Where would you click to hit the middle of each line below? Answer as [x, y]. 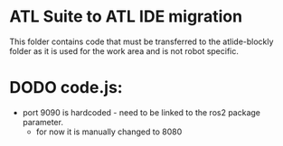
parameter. [42, 122]
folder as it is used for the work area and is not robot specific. [124, 50]
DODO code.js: [66, 88]
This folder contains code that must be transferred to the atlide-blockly [141, 41]
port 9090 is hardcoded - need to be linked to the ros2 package [141, 112]
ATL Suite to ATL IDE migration [126, 17]
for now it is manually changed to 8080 [109, 132]
